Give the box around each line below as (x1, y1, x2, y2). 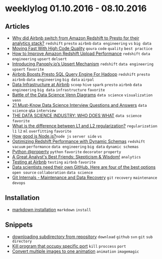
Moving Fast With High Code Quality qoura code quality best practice (12, 46, 153, 51)
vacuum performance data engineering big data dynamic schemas (12, 144, 139, 149)
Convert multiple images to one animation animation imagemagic (12, 248, 139, 254)
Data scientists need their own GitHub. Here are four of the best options (12, 164, 156, 170)
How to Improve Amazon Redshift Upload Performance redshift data (12, 51, 150, 56)
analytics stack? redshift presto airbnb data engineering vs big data (12, 40, 152, 46)
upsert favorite (12, 67, 44, 72)
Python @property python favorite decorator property (12, 149, 121, 155)
